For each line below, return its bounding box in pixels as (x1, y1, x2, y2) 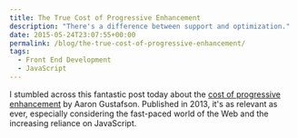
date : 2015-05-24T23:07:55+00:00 (9, 30, 136, 39)
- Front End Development (17, 55, 112, 64)
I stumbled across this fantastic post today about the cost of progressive (9, 88, 282, 100)
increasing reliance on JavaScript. (9, 117, 137, 128)
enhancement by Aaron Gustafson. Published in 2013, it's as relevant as (9, 98, 278, 109)
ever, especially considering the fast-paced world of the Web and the (9, 108, 270, 119)
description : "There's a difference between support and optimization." (9, 22, 291, 31)
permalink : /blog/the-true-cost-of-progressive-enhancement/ (9, 38, 246, 48)
